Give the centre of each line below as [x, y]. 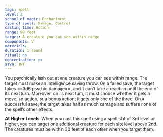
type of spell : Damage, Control [38, 23]
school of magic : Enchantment [36, 19]
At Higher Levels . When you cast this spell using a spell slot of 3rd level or [80, 119]
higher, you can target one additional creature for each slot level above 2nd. [81, 124]
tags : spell [17, 10]
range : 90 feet [20, 32]
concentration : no [24, 60]
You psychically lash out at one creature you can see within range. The [76, 78]
